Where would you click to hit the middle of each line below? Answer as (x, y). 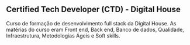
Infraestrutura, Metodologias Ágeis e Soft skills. (63, 35)
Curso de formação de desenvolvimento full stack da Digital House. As (91, 23)
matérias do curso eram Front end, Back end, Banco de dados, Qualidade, (95, 29)
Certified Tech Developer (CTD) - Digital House (94, 10)
